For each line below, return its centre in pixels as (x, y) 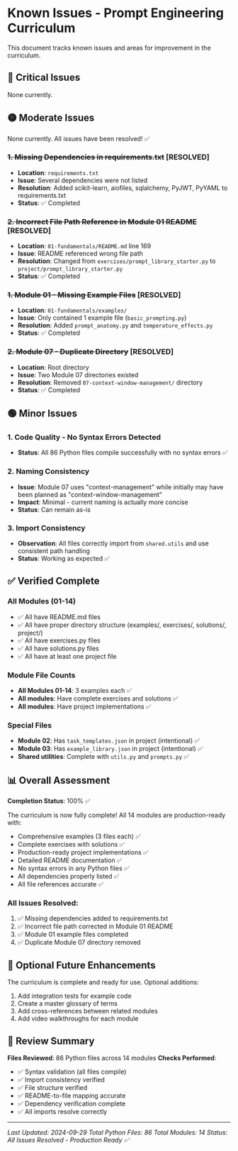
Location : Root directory (53, 367)
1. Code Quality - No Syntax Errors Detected (84, 438)
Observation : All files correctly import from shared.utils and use (113, 543)
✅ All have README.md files (59, 617)
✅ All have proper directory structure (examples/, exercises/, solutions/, (122, 625)
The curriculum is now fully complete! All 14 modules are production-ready (117, 815)
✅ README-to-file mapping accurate (72, 1096)
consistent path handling (54, 551)
